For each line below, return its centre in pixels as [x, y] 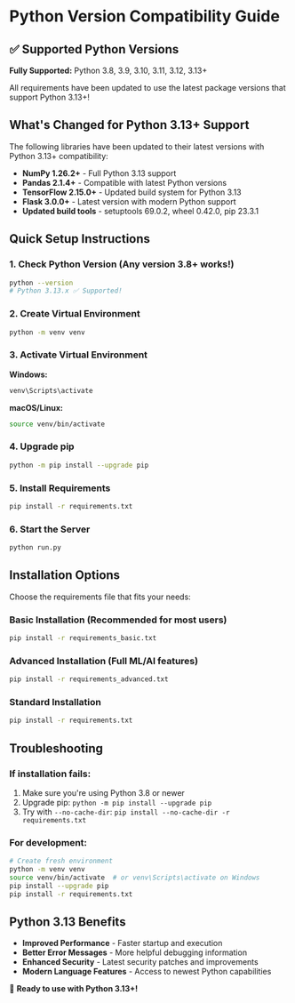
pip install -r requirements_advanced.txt [89, 679]
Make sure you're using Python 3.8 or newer [103, 793]
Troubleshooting [56, 748]
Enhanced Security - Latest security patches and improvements [140, 962]
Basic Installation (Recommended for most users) [118, 620]
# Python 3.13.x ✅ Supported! [66, 291]
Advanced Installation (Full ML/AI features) [104, 661]
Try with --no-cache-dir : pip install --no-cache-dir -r [126, 812]
